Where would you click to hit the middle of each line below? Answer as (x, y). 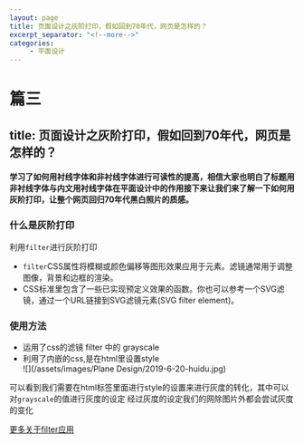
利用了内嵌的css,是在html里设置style (91, 358)
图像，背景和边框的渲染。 (70, 277)
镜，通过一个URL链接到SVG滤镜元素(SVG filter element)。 (131, 300)
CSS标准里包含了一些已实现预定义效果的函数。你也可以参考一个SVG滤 (153, 289)
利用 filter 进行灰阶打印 (53, 246)
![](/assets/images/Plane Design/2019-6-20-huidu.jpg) (124, 369)
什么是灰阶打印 (42, 226)
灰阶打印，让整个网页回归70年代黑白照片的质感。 (102, 199)
